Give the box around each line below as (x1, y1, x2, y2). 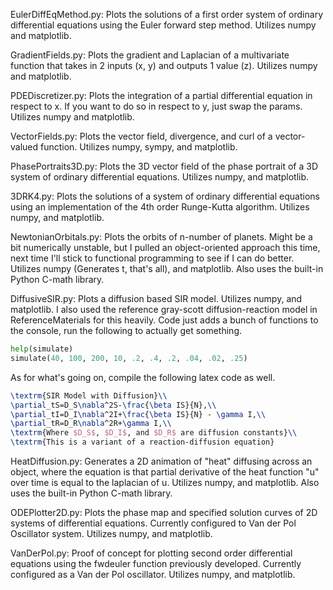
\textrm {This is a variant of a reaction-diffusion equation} (10, 437, 275, 448)
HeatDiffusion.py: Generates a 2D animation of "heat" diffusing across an (10, 455, 313, 467)
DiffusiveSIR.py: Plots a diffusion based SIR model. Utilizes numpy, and (10, 293, 303, 304)
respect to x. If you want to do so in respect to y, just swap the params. (10, 100, 303, 112)
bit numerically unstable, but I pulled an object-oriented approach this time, (10, 242, 321, 253)
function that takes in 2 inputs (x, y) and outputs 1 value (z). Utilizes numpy (10, 60, 318, 71)
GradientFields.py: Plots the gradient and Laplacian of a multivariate (10, 49, 290, 61)
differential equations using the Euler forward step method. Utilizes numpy (10, 19, 317, 31)
